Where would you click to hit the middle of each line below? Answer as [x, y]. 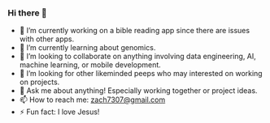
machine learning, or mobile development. [90, 65]
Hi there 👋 [28, 13]
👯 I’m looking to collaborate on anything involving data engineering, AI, [138, 57]
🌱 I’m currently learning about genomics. [87, 48]
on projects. [39, 82]
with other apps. [47, 39]
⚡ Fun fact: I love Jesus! [59, 112]
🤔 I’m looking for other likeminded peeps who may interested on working [141, 74]
